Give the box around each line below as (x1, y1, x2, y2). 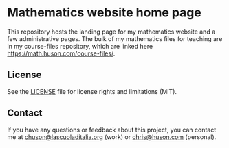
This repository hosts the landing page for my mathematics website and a (7, 27, 216, 36)
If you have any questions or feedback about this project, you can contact (7, 125, 217, 134)
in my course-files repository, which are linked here (7, 42, 153, 50)
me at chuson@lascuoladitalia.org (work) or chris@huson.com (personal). (7, 132, 217, 141)
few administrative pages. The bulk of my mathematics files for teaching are (7, 34, 223, 42)
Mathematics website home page (7, 5, 201, 21)
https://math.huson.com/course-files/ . (7, 49, 116, 58)
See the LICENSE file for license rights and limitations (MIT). (7, 87, 177, 95)
